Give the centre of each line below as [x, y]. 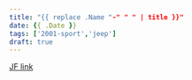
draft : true [31, 42]
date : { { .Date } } [43, 25]
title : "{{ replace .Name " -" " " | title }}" [96, 17]
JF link [21, 67]
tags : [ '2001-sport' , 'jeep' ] [63, 33]
